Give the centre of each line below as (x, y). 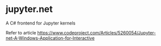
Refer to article (21, 32)
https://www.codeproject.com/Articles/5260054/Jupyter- (97, 32)
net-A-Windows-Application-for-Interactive (50, 38)
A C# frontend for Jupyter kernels (41, 23)
